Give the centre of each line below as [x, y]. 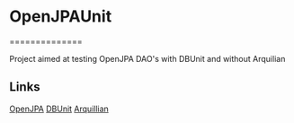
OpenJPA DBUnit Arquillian [59, 109]
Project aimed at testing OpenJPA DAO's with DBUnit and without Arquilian [147, 58]
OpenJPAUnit [61, 17]
